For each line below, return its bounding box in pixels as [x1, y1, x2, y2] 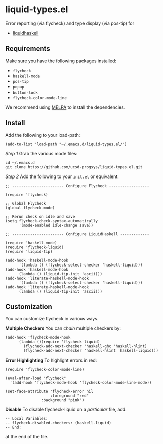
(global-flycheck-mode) [5, 205, 55, 210]
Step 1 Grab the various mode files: [5, 150, 78, 156]
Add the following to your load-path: [5, 132, 80, 138]
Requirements [5, 44, 50, 53]
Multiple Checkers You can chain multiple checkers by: [5, 325, 121, 331]
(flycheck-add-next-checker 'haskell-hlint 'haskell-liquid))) [23, 348, 158, 353]
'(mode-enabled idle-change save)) [18, 223, 94, 228]
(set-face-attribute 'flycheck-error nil [5, 389, 94, 394]
